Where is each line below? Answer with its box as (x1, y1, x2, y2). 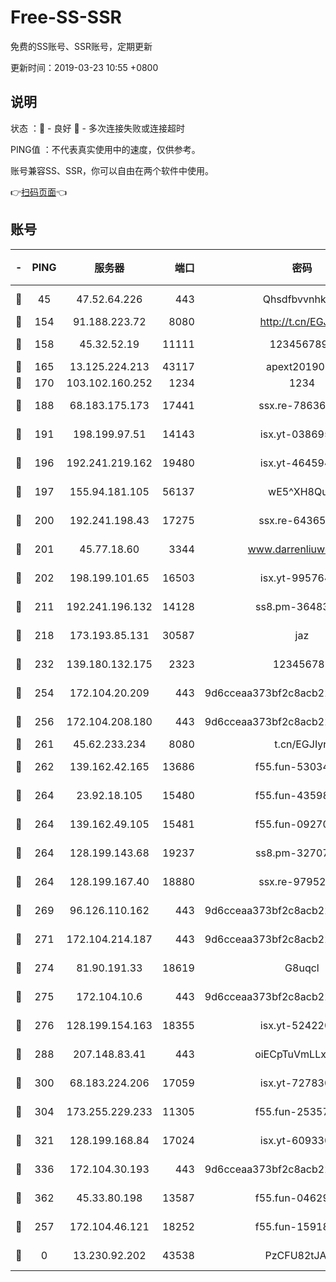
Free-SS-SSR (10, 6, 122, 29)
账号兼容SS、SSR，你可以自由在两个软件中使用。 (10, 164, 214, 176)
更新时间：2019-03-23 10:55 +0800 (10, 61, 159, 73)
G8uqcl (284, 961, 320, 975)
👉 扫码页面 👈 (10, 186, 68, 198)
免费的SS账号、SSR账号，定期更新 (10, 40, 153, 52)
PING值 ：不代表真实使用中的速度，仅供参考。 (10, 143, 201, 155)
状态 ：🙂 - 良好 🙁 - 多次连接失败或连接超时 (10, 122, 185, 134)
